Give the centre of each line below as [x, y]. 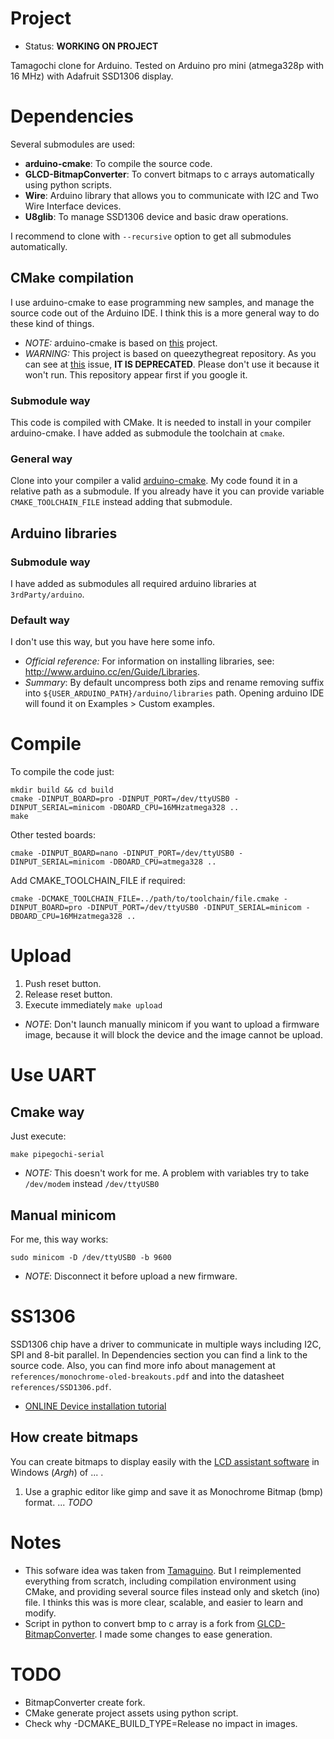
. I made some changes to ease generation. [183, 1634]
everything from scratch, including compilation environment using [160, 1581]
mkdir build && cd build [62, 790]
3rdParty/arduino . [47, 594]
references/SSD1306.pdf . [61, 1386]
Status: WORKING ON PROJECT [91, 46]
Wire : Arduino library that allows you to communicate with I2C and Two [171, 195]
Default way [40, 620]
